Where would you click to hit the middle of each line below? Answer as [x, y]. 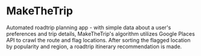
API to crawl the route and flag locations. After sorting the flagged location [98, 40]
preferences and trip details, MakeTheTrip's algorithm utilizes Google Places [101, 33]
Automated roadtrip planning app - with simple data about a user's [89, 27]
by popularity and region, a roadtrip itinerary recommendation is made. [94, 46]
